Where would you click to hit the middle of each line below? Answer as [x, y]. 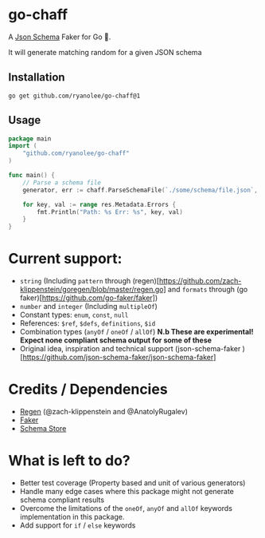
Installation [37, 77]
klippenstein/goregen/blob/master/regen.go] [93, 290]
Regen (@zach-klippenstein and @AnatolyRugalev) [104, 412]
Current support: [65, 259]
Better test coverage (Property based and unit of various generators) [132, 483]
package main [30, 138]
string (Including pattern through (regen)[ [90, 281]
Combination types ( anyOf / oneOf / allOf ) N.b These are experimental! [136, 332]
